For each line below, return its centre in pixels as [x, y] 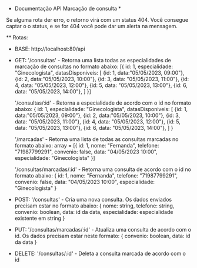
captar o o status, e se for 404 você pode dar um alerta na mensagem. [92, 26]
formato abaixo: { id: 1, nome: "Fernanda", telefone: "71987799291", [96, 175]
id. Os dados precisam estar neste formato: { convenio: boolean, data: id [102, 236]
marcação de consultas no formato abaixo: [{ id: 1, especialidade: [94, 66]
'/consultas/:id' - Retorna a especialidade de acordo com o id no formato [103, 103]
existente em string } [40, 218]
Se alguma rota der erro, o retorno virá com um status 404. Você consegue [97, 20]
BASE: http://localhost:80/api [50, 49]
